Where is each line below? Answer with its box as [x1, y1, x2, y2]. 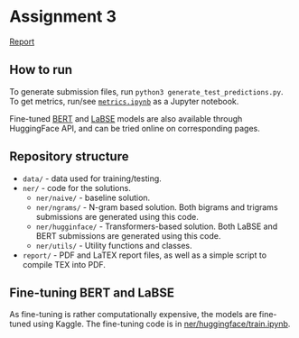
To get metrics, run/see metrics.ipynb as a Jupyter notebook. [9, 96, 239, 106]
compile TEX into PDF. [22, 259, 107, 269]
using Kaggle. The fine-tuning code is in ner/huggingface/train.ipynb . [33, 318, 291, 330]
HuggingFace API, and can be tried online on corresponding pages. [9, 123, 260, 133]
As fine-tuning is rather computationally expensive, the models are [9, 309, 257, 320]
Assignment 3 [9, 6, 117, 27]
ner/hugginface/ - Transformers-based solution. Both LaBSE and [35, 221, 278, 232]
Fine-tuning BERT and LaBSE [9, 285, 174, 300]
